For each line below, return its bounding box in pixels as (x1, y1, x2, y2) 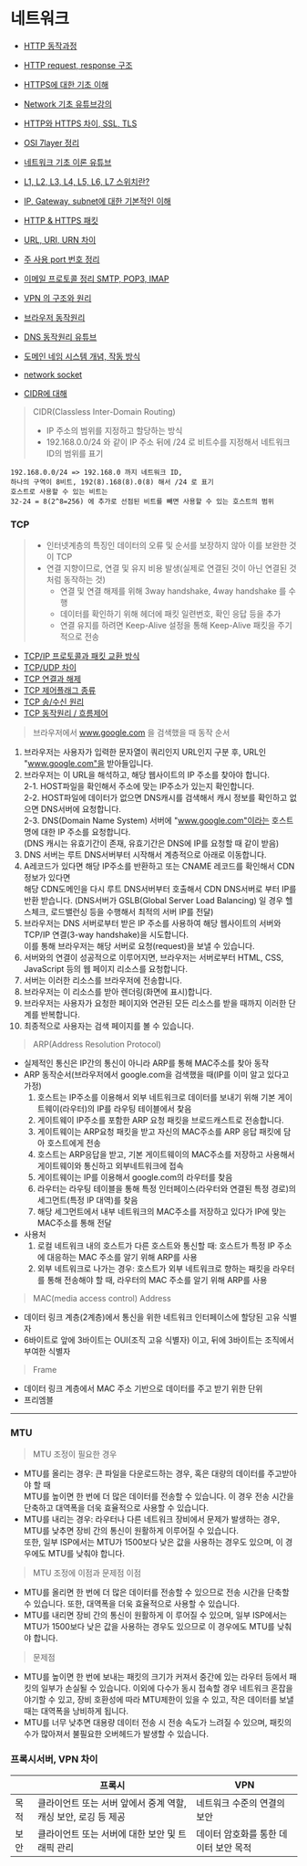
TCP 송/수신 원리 (23, 696, 85, 708)
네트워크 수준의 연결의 (196, 1797, 285, 1809)
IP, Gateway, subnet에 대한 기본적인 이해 (23, 195, 171, 206)
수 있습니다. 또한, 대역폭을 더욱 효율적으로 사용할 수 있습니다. (23, 1597, 240, 1608)
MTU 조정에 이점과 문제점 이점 (32, 1567, 142, 1578)
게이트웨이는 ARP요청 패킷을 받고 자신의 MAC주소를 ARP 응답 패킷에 (36, 1126, 281, 1137)
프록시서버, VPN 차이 (10, 1753, 98, 1766)
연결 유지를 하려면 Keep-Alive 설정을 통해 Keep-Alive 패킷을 (59, 620, 276, 631)
